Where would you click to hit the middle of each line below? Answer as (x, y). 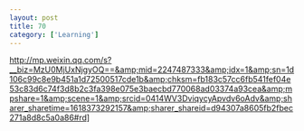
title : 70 (28, 26)
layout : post (34, 18)
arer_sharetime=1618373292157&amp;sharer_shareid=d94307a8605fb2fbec (152, 108)
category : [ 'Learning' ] (54, 34)
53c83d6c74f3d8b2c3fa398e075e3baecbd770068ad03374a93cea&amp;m (151, 89)
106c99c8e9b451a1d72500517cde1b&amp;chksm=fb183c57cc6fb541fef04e (150, 80)
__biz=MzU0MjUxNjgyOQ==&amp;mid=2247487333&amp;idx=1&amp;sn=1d (152, 70)
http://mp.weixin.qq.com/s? (61, 61)
